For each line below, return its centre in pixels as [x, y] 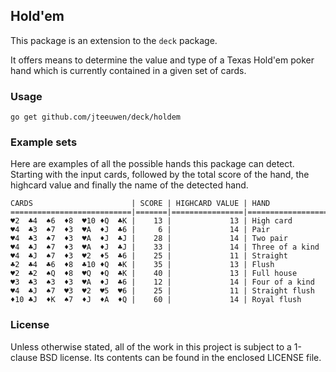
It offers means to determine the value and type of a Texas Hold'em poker [162, 60]
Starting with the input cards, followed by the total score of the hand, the [160, 175]
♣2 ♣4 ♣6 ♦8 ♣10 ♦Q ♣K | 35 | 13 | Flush [142, 265]
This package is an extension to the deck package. [114, 40]
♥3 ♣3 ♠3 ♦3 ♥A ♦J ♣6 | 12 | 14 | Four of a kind [162, 282]
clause [24, 357]
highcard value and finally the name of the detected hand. [129, 185]
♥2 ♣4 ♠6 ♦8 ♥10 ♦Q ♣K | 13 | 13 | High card [151, 221]
